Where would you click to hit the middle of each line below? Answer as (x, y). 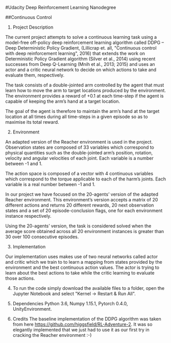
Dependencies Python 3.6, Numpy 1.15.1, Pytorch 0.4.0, (70, 303)
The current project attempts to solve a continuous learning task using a (81, 37)
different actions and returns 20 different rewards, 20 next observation (80, 205)
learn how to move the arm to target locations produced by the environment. (86, 90)
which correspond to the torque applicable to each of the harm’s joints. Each (86, 179)
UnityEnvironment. (32, 309)
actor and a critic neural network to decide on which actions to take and (81, 70)
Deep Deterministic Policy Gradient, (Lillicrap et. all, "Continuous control (81, 48)
